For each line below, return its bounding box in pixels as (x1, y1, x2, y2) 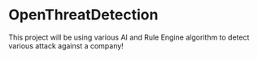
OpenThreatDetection (8, 6, 159, 24)
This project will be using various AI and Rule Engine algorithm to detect (8, 32, 250, 42)
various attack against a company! (8, 40, 124, 50)
